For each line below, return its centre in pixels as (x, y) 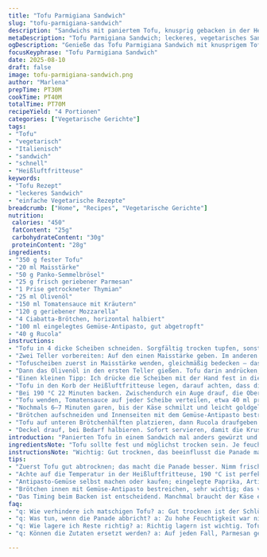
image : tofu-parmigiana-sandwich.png (71, 75)
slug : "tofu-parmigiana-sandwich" (66, 23)
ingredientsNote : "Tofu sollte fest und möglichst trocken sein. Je (124, 445)
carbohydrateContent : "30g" (58, 238)
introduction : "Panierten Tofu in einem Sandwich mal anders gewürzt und (133, 437)
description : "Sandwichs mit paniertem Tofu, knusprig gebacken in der (129, 30)
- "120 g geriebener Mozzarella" (64, 311)
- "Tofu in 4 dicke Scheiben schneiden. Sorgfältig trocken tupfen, (124, 349)
